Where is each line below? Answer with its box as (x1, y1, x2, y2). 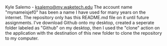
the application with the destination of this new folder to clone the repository (5, 30, 162, 36)
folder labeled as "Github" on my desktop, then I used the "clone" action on (5, 25, 160, 31)
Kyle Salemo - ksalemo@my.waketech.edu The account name (5, 4, 133, 10)
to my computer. (5, 35, 39, 41)
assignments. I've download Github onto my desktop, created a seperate (5, 20, 155, 25)
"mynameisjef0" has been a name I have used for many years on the (5, 9, 146, 15)
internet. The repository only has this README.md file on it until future (5, 15, 150, 20)
